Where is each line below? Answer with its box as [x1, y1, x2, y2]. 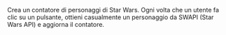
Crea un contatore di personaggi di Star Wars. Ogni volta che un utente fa [7, 6, 219, 14]
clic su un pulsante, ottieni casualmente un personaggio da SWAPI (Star [7, 13, 214, 21]
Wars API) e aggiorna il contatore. [7, 21, 105, 28]
